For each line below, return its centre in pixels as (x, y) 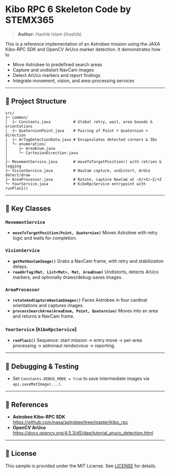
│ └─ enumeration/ (26, 144)
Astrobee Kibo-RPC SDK (39, 417)
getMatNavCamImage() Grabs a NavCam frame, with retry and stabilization (88, 261)
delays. (20, 266)
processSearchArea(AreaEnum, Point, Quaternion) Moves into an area (85, 311)
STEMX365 (30, 20)
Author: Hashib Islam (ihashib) (50, 34)
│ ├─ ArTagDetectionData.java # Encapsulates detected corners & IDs (81, 140)
